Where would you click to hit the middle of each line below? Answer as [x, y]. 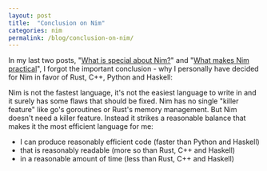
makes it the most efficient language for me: [81, 126]
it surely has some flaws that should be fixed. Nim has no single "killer [124, 101]
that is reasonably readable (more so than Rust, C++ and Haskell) [128, 150]
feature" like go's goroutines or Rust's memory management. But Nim [123, 110]
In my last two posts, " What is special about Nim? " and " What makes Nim [129, 60]
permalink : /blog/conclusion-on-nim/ [71, 38]
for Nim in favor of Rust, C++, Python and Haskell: [91, 77]
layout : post [30, 16]
